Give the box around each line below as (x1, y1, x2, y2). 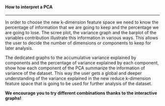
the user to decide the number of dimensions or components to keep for (5, 40, 151, 46)
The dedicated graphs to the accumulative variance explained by (5, 55, 137, 61)
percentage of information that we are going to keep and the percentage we (5, 24, 159, 30)
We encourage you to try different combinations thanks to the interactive (5, 90, 157, 96)
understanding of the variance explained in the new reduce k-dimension (5, 76, 151, 82)
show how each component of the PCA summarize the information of (5, 65, 145, 71)
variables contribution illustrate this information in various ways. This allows (5, 35, 158, 41)
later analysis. (5, 45, 33, 51)
